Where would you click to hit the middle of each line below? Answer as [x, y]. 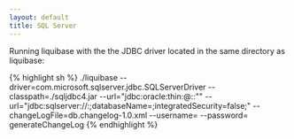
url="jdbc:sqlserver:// [49, 105]
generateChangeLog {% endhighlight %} [84, 124]
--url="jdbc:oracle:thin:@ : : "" [151, 96]
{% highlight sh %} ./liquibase [63, 77]
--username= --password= [199, 115]
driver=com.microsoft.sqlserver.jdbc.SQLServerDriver [108, 87]
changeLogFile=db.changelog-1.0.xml [78, 115]
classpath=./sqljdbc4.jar [53, 96]
